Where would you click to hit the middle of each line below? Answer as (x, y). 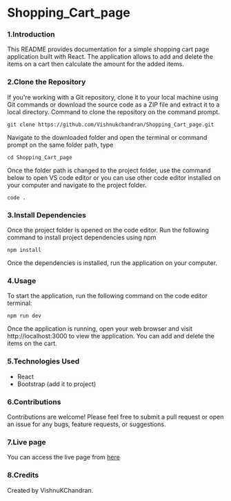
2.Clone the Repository (47, 82)
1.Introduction (31, 35)
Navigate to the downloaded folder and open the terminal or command (107, 137)
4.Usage (22, 281)
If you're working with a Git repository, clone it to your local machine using (113, 97)
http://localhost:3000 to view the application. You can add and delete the (111, 336)
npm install (24, 250)
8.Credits (23, 475)
